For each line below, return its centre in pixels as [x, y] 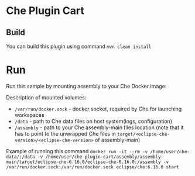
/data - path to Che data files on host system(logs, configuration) [93, 121]
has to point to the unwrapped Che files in [65, 133]
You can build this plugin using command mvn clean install [79, 46]
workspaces [30, 115]
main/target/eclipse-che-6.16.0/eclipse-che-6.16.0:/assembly [83, 162]
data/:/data [20, 157]
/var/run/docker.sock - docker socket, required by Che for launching [98, 109]
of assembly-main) [117, 140]
